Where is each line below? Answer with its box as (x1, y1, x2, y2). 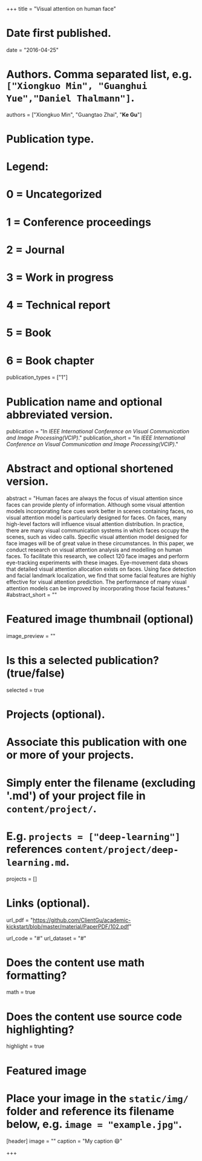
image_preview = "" (6, 633, 56, 640)
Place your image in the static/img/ (6, 1091, 189, 1105)
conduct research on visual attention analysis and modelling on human (6, 546, 183, 553)
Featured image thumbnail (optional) (6, 613, 194, 626)
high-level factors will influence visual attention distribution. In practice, (6, 521, 184, 528)
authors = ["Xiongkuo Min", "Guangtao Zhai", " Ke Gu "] (6, 111, 142, 118)
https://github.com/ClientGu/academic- (33, 916, 131, 924)
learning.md (6, 857, 67, 868)
